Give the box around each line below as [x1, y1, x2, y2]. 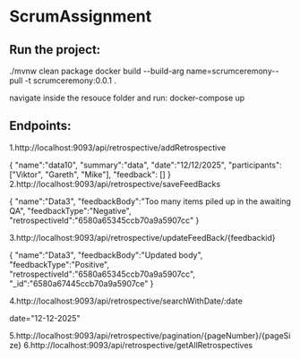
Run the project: [9, 42, 101, 57]
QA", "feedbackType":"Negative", [9, 205, 132, 216]
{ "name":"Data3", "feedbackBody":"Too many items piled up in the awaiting [9, 195, 291, 207]
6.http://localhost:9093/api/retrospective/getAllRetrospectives [23, 339, 253, 350]
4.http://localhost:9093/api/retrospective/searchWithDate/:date [9, 295, 244, 306]
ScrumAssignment [9, 6, 152, 27]
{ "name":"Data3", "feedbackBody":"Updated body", [9, 249, 203, 261]
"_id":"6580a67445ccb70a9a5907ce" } [9, 278, 154, 288]
